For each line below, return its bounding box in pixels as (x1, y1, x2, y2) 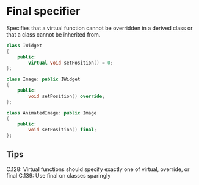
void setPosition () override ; (28, 93, 105, 99)
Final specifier (6, 4, 81, 18)
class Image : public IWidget (6, 76, 81, 83)
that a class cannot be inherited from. (6, 30, 101, 38)
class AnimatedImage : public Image (6, 110, 97, 116)
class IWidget (6, 43, 43, 49)
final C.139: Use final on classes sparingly (6, 172, 111, 179)
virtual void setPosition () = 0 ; (28, 60, 114, 66)
